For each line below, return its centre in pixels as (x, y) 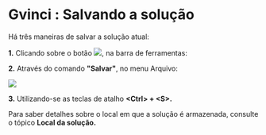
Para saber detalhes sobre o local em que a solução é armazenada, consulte (133, 114)
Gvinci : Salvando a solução (101, 15)
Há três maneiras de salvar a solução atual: (79, 37)
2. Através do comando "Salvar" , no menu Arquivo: (93, 68)
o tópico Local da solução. (52, 122)
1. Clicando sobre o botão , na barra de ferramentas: (98, 52)
